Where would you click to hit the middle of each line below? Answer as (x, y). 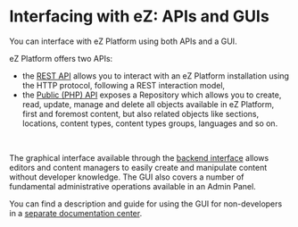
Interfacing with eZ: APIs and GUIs (139, 17)
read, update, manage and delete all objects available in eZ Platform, (148, 104)
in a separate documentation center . (76, 213)
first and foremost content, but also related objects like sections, (141, 113)
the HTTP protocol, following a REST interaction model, (124, 85)
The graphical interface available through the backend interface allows (139, 157)
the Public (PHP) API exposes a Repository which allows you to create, (152, 95)
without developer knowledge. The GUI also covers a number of (127, 177)
